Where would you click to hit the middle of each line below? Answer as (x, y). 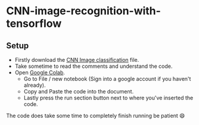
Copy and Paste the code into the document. (79, 91)
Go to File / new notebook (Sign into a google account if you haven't (107, 79)
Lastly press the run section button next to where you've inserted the (108, 98)
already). (35, 85)
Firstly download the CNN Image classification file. (77, 60)
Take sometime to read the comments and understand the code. (94, 66)
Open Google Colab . (40, 72)
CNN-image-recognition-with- (83, 11)
